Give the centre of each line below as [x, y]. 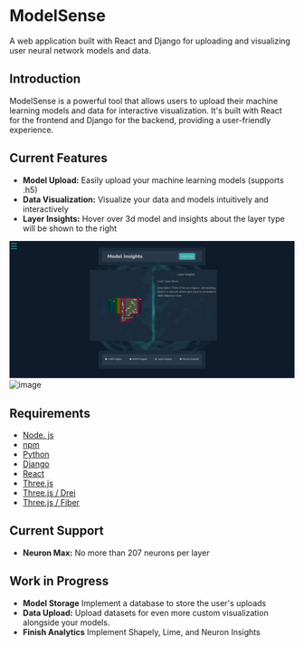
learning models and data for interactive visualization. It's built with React [146, 111]
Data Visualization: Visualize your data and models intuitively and [145, 199]
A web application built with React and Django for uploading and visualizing [150, 41]
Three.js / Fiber [51, 503]
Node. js [38, 435]
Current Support [57, 531]
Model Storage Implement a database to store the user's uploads [144, 603]
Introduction [45, 79]
